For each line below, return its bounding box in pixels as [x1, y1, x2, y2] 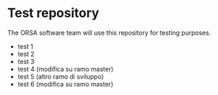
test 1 [17, 42, 34, 50]
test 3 [17, 57, 35, 65]
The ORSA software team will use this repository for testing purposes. [7, 28, 211, 37]
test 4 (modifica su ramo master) [17, 65, 114, 73]
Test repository [7, 5, 100, 21]
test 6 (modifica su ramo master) [17, 79, 113, 88]
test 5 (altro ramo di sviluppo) [17, 72, 104, 81]
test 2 [17, 50, 35, 58]
